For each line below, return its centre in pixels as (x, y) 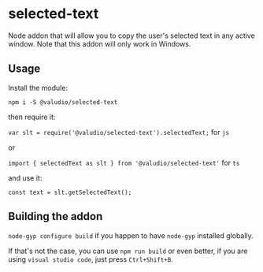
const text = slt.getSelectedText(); (70, 192)
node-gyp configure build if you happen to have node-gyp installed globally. (131, 235)
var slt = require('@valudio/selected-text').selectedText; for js (119, 132)
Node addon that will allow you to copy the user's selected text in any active (132, 35)
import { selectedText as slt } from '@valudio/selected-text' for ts (124, 162)
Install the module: (38, 88)
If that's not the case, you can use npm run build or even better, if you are (128, 251)
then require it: (32, 117)
